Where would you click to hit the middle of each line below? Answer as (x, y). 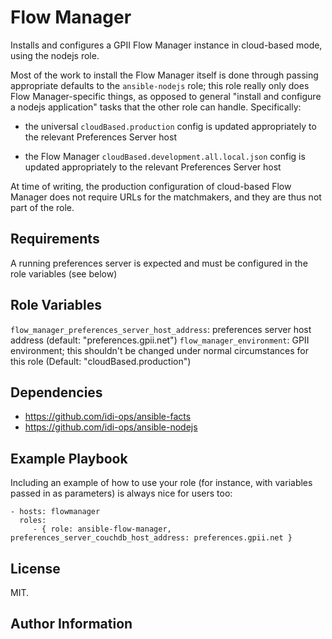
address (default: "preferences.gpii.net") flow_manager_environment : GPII (160, 340)
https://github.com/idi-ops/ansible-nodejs (111, 427)
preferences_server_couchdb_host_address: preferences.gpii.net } (151, 538)
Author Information (71, 624)
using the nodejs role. (55, 55)
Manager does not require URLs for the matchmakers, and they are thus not (166, 197)
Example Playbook (69, 458)
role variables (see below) (64, 273)
